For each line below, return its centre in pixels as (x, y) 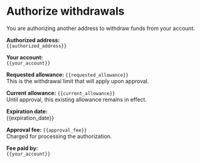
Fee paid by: (22, 148)
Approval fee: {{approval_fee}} (47, 129)
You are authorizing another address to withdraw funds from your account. (101, 28)
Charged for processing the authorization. (59, 136)
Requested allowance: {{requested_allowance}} (68, 74)
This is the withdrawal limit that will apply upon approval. (78, 81)
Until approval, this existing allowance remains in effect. (76, 99)
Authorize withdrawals (65, 11)
